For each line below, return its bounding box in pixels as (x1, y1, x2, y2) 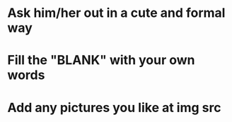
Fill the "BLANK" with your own (7, 52, 195, 68)
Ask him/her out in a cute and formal (7, 5, 226, 21)
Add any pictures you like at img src (7, 99, 221, 116)
